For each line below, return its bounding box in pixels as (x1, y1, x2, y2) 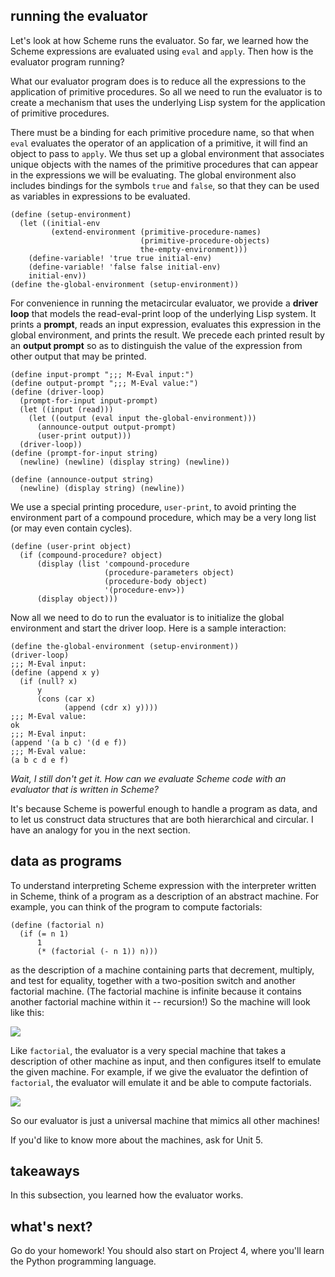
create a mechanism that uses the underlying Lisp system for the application (10, 96, 326, 108)
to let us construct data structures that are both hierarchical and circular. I (10, 813, 314, 825)
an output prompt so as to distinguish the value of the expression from (10, 339, 303, 351)
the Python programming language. (10, 1255, 157, 1268)
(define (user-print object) (10, 541, 132, 551)
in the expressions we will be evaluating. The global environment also (10, 169, 297, 181)
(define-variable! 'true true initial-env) (28, 253, 213, 263)
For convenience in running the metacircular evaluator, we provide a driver (10, 297, 319, 309)
